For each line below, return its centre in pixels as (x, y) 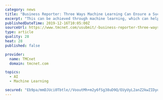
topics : (13, 72)
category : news (20, 9)
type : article (19, 32)
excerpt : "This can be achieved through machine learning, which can (77, 18)
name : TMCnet (23, 59)
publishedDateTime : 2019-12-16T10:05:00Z (48, 23)
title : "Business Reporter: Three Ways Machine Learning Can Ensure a (78, 14)
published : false (23, 46)
